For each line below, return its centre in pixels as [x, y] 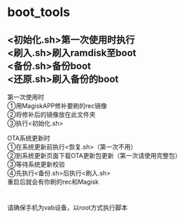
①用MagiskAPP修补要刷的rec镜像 [57, 106]
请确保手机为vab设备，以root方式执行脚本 [68, 208]
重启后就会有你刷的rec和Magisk [53, 182]
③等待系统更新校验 [36, 164]
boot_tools [39, 12]
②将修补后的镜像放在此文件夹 [51, 115]
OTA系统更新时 [29, 138]
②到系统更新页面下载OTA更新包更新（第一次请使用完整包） [94, 155]
